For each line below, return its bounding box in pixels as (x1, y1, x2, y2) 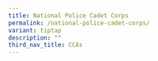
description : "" (8, 33, 62, 42)
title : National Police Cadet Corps (8, 11, 129, 20)
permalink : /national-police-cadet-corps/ (8, 19, 150, 27)
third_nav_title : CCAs (8, 41, 83, 49)
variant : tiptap (8, 26, 62, 34)
